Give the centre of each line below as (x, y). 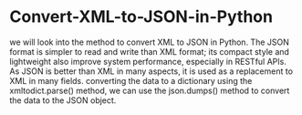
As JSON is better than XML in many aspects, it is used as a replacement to (151, 71)
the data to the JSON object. (63, 100)
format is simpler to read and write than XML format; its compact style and (150, 51)
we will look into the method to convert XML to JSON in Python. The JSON (149, 42)
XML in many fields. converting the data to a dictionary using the (131, 80)
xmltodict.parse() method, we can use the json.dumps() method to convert (150, 90)
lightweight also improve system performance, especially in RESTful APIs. (148, 61)
